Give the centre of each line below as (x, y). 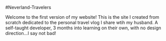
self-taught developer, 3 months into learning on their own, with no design (83, 28)
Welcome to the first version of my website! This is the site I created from (82, 17)
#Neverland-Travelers (28, 7)
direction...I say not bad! (31, 33)
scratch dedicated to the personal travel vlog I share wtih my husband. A (82, 23)
